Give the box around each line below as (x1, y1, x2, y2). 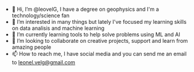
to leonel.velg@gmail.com (11, 59, 75, 65)
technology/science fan (11, 12, 70, 19)
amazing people (11, 43, 52, 51)
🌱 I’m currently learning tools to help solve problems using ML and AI (11, 31, 180, 38)
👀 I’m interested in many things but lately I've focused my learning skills (11, 18, 187, 25)
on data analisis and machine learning (11, 24, 105, 32)
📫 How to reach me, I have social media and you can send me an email (11, 51, 187, 57)
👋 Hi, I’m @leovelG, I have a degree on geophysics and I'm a (11, 6, 159, 12)
